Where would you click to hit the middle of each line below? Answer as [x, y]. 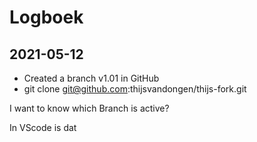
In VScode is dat [43, 127]
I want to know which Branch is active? [89, 108]
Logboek [46, 17]
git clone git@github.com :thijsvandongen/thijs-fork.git [135, 89]
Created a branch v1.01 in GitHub [91, 78]
